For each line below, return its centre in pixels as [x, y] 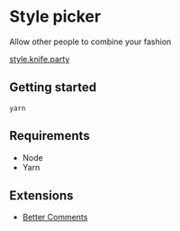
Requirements [49, 136]
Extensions [41, 195]
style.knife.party [40, 59]
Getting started [53, 88]
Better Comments [55, 217]
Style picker [55, 17]
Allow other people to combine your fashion [90, 42]
